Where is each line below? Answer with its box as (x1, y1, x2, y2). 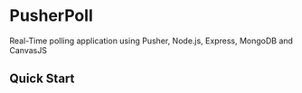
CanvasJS (9, 44, 48, 55)
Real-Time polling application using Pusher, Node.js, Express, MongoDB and (9, 35, 294, 46)
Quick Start (9, 71, 75, 87)
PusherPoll (9, 5, 93, 26)
